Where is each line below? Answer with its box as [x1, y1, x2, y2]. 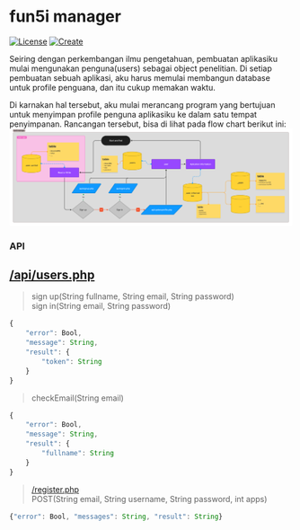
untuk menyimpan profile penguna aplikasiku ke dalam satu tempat [9, 109, 258, 119]
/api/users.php [9, 268, 95, 282]
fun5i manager [9, 6, 121, 27]
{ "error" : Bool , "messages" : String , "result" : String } [9, 512, 223, 521]
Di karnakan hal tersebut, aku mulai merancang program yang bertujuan [9, 99, 276, 110]
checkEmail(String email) [31, 393, 124, 403]
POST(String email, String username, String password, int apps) [31, 493, 268, 504]
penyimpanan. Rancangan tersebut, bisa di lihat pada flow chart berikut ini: [9, 119, 287, 129]
